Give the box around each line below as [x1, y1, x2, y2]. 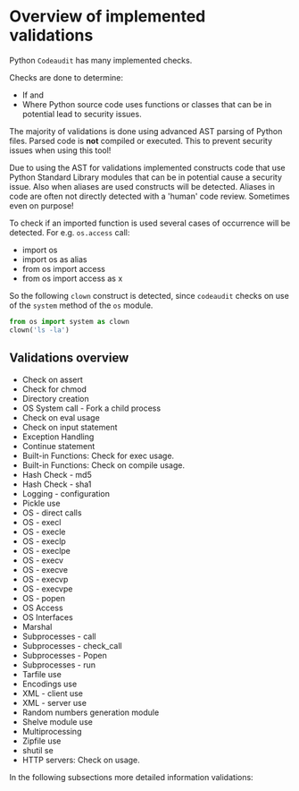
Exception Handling [21, 431, 95, 442]
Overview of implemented [9, 6, 206, 27]
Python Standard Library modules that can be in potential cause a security [9, 172, 283, 183]
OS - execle [21, 526, 66, 537]
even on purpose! [9, 200, 74, 211]
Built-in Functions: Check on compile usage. [21, 459, 186, 471]
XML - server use [21, 697, 87, 708]
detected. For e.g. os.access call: [9, 226, 130, 238]
